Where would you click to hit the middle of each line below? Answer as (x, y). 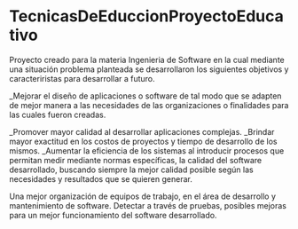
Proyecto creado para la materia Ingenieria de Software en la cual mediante (147, 59)
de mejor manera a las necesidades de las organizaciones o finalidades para (149, 105)
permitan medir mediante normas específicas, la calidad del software (136, 160)
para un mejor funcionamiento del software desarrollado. (113, 215)
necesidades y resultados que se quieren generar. (101, 178)
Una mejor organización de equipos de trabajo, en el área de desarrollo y (143, 196)
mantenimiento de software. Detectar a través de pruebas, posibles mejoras (148, 205)
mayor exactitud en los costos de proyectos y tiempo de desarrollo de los (143, 141)
